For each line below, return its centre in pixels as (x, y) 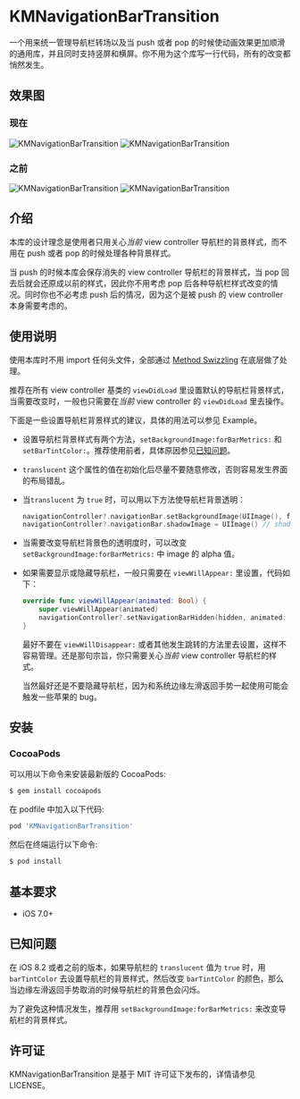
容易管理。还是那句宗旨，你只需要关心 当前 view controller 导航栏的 (146, 655)
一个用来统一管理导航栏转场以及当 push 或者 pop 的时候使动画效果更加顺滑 (147, 42)
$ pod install (36, 862)
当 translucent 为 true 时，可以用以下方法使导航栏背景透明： (133, 499)
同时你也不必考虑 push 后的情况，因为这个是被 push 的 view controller (154, 294)
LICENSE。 (30, 1085)
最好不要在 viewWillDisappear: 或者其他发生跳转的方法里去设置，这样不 (154, 644)
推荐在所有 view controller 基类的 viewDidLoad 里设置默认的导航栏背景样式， (149, 390)
